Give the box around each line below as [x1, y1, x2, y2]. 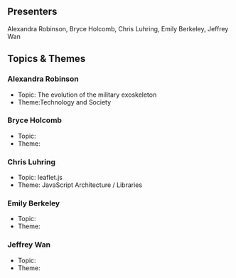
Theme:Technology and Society [17, 97, 112, 106]
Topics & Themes [7, 53, 86, 65]
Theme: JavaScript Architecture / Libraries [17, 181, 143, 189]
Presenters [7, 6, 58, 18]
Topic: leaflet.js [17, 173, 63, 182]
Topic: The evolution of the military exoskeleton [17, 90, 157, 99]
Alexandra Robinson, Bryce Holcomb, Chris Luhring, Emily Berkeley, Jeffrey [7, 24, 229, 33]
